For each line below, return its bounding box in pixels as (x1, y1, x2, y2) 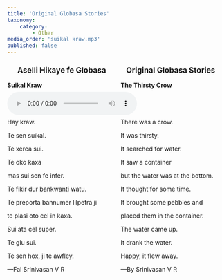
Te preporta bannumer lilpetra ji (7, 198, 98, 206)
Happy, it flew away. (120, 252, 178, 260)
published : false (7, 42, 57, 49)
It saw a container (120, 158, 172, 166)
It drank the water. (120, 238, 173, 246)
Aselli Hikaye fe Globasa (17, 65, 107, 75)
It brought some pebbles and (120, 198, 203, 206)
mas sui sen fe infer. (7, 171, 65, 180)
